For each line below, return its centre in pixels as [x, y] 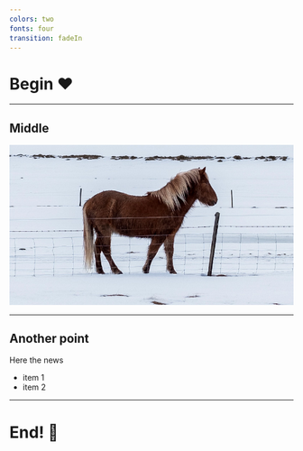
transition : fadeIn [46, 38]
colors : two [32, 19]
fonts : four [32, 28]
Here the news [37, 360]
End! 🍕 [34, 432]
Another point [50, 339]
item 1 [33, 378]
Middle [29, 128]
